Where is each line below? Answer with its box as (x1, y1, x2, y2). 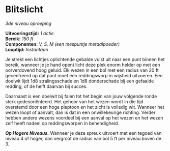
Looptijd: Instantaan (5, 46, 48, 52)
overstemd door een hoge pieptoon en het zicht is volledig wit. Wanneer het (5, 104, 164, 110)
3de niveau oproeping (5, 20, 52, 26)
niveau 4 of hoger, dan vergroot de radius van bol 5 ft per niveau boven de (5, 135, 162, 141)
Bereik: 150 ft (5, 36, 34, 42)
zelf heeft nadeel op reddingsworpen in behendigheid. (5, 120, 120, 126)
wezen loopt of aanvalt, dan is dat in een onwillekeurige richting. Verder (5, 109, 156, 115)
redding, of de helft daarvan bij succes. (5, 83, 88, 89)
